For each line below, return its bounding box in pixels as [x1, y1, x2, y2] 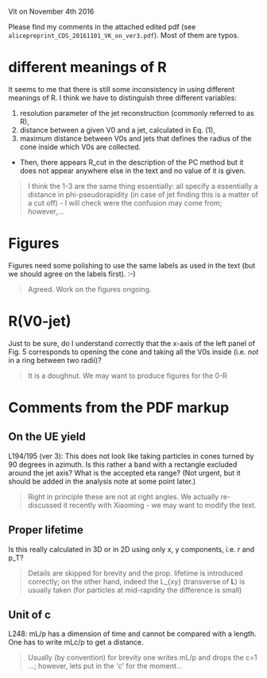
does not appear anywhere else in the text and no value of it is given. [19, 166, 246, 175]
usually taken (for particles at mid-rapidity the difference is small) [27, 585, 242, 595]
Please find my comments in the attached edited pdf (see [8, 22, 196, 31]
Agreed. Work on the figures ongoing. [27, 284, 152, 294]
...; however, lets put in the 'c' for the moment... [27, 661, 183, 671]
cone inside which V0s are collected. [19, 142, 141, 152]
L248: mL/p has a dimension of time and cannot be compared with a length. [8, 629, 257, 638]
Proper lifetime [8, 523, 83, 537]
